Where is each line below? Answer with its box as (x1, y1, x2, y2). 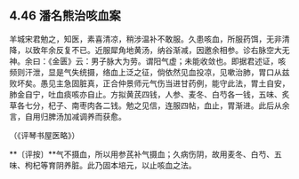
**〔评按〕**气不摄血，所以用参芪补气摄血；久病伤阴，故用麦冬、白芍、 (9, 149, 275, 160)
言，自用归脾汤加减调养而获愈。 (9, 111, 126, 121)
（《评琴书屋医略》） (9, 129, 80, 140)
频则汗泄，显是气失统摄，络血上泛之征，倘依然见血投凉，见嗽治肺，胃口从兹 (9, 66, 290, 77)
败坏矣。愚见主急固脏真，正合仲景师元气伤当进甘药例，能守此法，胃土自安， (9, 78, 290, 89)
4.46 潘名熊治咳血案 (9, 8, 122, 24)
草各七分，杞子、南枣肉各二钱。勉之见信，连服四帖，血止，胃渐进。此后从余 (9, 100, 290, 111)
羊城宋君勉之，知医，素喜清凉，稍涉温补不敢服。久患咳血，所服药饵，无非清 (9, 34, 290, 44)
